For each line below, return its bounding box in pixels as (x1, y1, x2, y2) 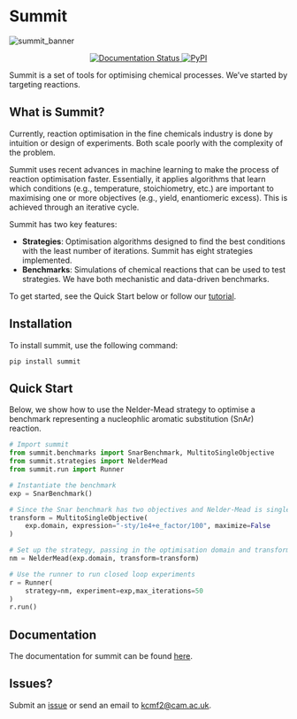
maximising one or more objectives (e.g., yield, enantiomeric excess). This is (9, 192, 288, 203)
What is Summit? (9, 104, 105, 120)
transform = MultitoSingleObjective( (9, 513, 148, 523)
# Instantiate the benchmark (9, 480, 117, 490)
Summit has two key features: (9, 218, 118, 229)
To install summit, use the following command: (9, 340, 179, 350)
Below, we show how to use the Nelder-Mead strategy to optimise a (9, 404, 256, 415)
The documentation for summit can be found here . (9, 651, 193, 662)
